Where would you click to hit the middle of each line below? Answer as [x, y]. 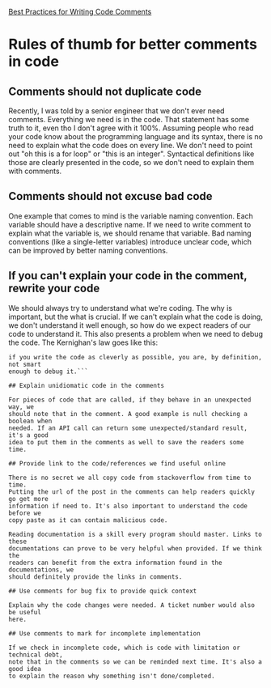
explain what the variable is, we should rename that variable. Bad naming [130, 233]
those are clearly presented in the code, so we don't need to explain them [131, 162]
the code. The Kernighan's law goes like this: [83, 342]
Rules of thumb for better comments [133, 45]
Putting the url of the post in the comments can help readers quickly [131, 492]
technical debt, [36, 655]
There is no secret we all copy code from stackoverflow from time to [130, 478]
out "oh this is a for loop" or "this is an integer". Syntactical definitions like [131, 154]
